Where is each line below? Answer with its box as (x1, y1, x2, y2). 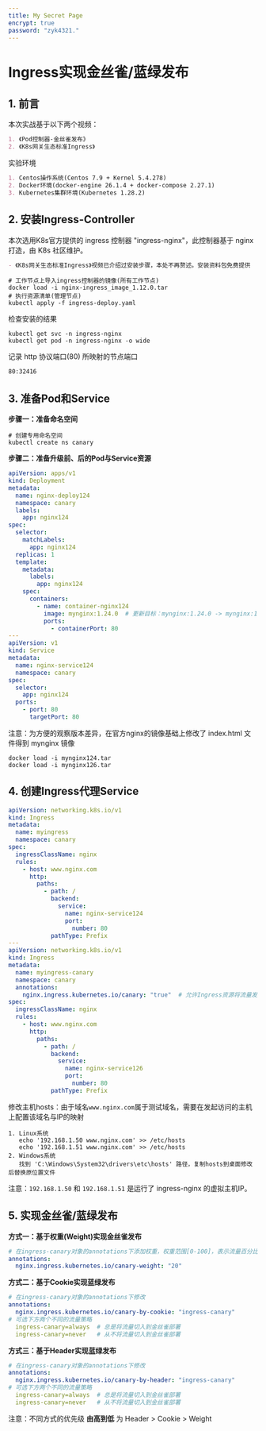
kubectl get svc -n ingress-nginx (8, 330, 123, 338)
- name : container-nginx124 (36, 602, 129, 610)
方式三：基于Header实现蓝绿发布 (8, 1345, 116, 1355)
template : (15, 557, 47, 566)
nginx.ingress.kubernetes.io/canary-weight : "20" (15, 1262, 182, 1271)
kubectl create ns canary (8, 438, 93, 447)
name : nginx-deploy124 (15, 492, 90, 499)
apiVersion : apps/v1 (8, 469, 77, 477)
